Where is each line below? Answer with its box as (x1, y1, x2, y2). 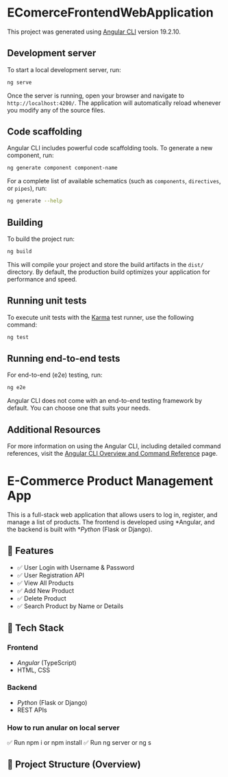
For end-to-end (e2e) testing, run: (7, 371, 103, 379)
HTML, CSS (16, 666, 50, 674)
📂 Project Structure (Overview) (7, 758, 142, 770)
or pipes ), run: (7, 184, 47, 193)
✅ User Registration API (16, 571, 84, 579)
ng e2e (7, 384, 26, 391)
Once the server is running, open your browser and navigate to (7, 91, 185, 100)
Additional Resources (7, 424, 101, 435)
